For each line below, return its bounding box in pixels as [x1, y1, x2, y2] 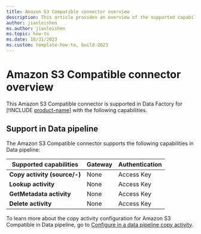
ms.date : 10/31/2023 [6, 36, 58, 42]
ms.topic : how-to [6, 31, 50, 37]
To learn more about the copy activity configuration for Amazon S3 [6, 214, 171, 221]
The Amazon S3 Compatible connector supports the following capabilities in [6, 140, 194, 147]
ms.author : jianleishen [6, 25, 66, 32]
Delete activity [9, 199, 52, 208]
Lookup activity [9, 180, 55, 188]
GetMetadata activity [9, 189, 71, 198]
